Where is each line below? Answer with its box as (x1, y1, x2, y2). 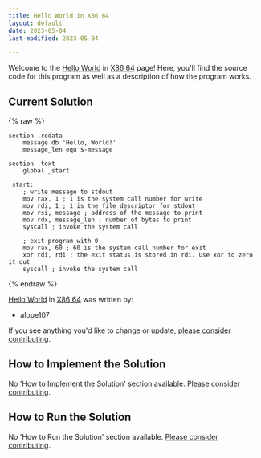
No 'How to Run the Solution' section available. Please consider (8, 432, 218, 441)
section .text (8, 160, 56, 168)
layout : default (8, 19, 63, 27)
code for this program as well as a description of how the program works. (8, 71, 251, 81)
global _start (22, 167, 70, 175)
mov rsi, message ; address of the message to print (22, 209, 203, 217)
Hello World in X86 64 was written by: (8, 294, 134, 305)
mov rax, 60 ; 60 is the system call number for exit (22, 244, 206, 253)
